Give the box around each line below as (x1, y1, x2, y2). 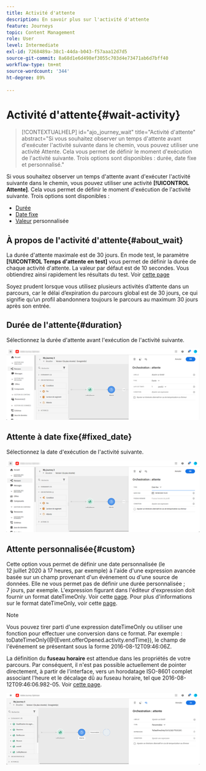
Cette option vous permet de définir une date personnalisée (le (6, 560, 166, 568)
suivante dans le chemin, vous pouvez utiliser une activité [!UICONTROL (6, 180, 189, 187)
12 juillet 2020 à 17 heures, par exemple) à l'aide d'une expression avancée (6, 567, 196, 574)
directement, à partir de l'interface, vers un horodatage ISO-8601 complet (6, 667, 193, 675)
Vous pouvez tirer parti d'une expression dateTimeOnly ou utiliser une (6, 623, 183, 631)
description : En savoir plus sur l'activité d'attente (6, 16, 150, 23)
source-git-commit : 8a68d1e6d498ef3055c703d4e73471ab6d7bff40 (6, 55, 169, 61)
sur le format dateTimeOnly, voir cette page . (6, 599, 118, 607)
